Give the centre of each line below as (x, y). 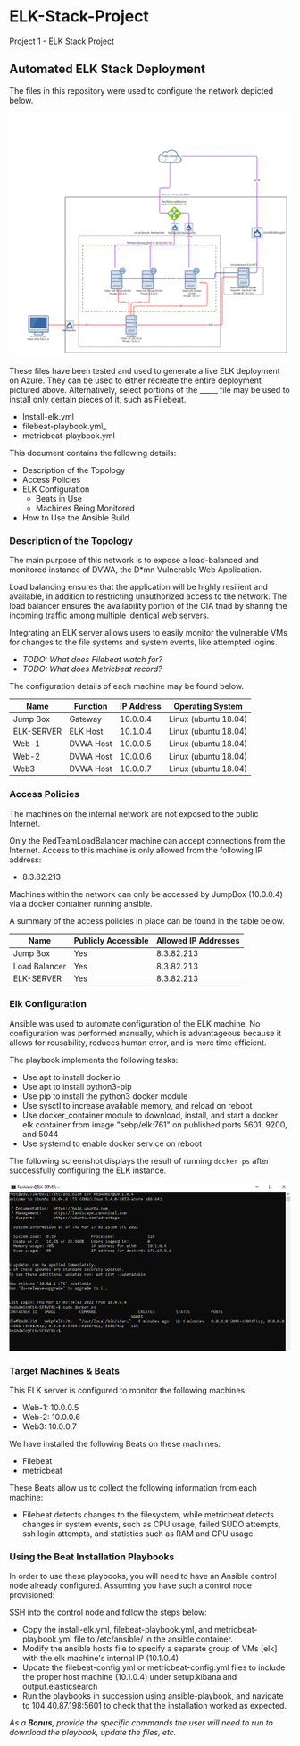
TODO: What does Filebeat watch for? (92, 660)
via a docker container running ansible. (81, 903)
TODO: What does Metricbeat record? (92, 669)
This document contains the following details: (93, 453)
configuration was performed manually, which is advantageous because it (146, 1033)
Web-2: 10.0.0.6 (51, 1418)
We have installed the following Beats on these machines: (115, 1444)
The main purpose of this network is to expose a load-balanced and (134, 561)
